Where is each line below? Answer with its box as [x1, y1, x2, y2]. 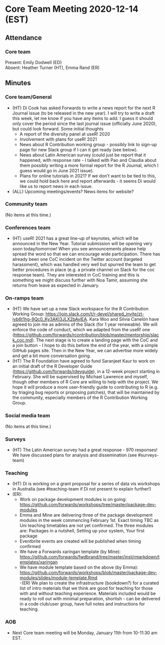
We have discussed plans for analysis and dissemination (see [12, 452, 137, 458]
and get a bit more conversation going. [12, 353, 91, 359]
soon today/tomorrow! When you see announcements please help [12, 246, 146, 252]
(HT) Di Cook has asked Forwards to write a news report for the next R [12, 105, 156, 111]
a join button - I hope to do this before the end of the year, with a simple [12, 342, 159, 348]
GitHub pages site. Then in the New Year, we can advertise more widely [12, 348, 158, 354]
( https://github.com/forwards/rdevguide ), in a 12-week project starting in [12, 369, 160, 374]
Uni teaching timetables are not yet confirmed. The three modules [19, 522, 154, 528]
